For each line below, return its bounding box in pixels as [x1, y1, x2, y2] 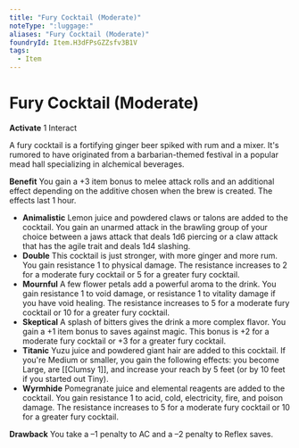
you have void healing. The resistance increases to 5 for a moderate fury [21, 297, 290, 308]
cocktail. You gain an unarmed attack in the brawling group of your [21, 221, 268, 232]
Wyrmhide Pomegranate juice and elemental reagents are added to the [21, 383, 286, 394]
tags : [9, 46, 29, 55]
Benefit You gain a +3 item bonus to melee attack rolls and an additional [9, 176, 275, 187]
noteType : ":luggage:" [9, 21, 94, 30]
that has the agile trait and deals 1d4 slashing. [21, 240, 191, 251]
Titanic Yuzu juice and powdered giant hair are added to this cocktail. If [21, 344, 286, 355]
